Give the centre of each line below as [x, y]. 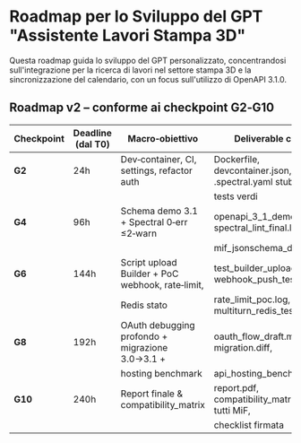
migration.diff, [243, 347]
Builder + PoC [150, 274]
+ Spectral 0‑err [154, 221]
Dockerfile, [236, 159]
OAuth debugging [158, 325]
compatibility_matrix [163, 404]
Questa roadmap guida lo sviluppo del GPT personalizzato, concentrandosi [148, 60]
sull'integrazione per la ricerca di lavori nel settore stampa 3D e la [130, 70]
